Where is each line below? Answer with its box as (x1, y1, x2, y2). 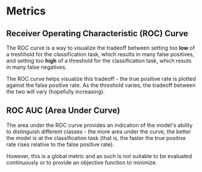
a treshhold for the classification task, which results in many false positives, (6, 51, 195, 58)
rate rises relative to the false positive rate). (6, 141, 115, 148)
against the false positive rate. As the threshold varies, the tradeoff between (6, 81, 196, 89)
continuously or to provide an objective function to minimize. (6, 159, 157, 166)
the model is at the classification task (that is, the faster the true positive (6, 134, 186, 141)
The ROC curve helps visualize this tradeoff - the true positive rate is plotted (6, 75, 197, 82)
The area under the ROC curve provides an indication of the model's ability (6, 121, 193, 129)
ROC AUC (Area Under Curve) (6, 106, 120, 116)
